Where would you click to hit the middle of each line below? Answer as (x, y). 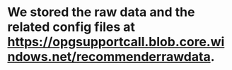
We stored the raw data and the (101, 12)
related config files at (71, 27)
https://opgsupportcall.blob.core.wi (116, 42)
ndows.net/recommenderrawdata (109, 57)
